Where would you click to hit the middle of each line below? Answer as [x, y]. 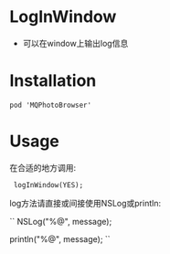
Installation [53, 81]
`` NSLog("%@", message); [61, 221]
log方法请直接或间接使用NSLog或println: [85, 203]
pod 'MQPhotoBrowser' [51, 105]
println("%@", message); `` [60, 238]
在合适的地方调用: [43, 167]
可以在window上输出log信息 [75, 43]
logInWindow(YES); [48, 185]
